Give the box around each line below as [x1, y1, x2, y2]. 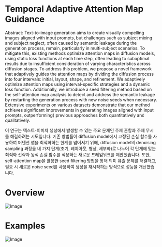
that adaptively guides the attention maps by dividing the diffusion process [5, 71, 154, 77]
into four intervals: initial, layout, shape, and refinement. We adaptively [5, 76, 145, 82]
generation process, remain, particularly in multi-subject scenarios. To [5, 45, 145, 51]
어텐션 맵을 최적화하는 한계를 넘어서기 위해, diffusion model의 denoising [17, 139, 156, 145]
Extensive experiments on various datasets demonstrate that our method [5, 102, 150, 108]
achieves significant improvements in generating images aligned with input [5, 107, 154, 113]
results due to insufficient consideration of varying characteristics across [5, 61, 151, 66]
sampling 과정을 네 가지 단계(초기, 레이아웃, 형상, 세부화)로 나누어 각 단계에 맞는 [5, 146, 156, 151]
